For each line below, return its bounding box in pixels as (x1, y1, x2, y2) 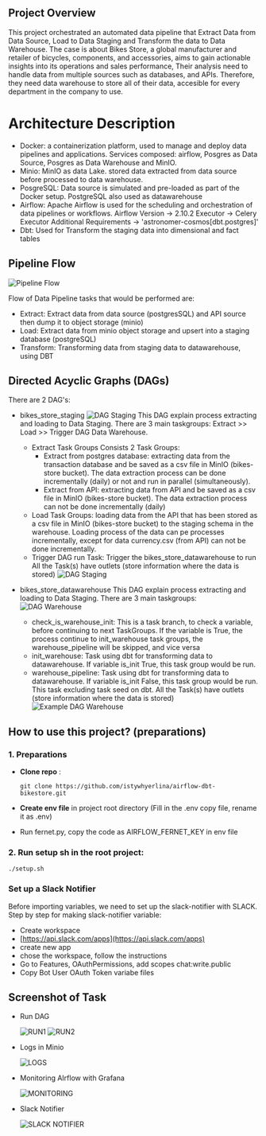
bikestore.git (19, 789, 67, 798)
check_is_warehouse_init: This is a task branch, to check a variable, (31, 617, 253, 627)
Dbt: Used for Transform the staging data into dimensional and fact (19, 225, 240, 235)
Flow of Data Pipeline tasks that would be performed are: (8, 294, 195, 303)
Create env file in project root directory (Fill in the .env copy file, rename (19, 803, 257, 813)
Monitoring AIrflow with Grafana (19, 1073, 125, 1083)
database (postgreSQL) (19, 334, 97, 344)
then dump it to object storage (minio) (19, 317, 145, 327)
